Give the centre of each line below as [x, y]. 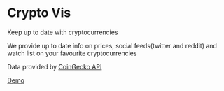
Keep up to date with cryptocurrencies [63, 32]
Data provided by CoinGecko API [55, 66]
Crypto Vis [39, 13]
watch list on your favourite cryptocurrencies [72, 53]
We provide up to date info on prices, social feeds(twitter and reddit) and [112, 45]
